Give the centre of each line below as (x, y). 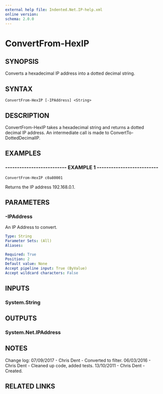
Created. (14, 371)
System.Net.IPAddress (33, 332)
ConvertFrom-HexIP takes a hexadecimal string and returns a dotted (75, 127)
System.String (23, 302)
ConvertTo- (122, 132)
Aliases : (14, 246)
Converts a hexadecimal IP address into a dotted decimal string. (70, 73)
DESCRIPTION (27, 115)
